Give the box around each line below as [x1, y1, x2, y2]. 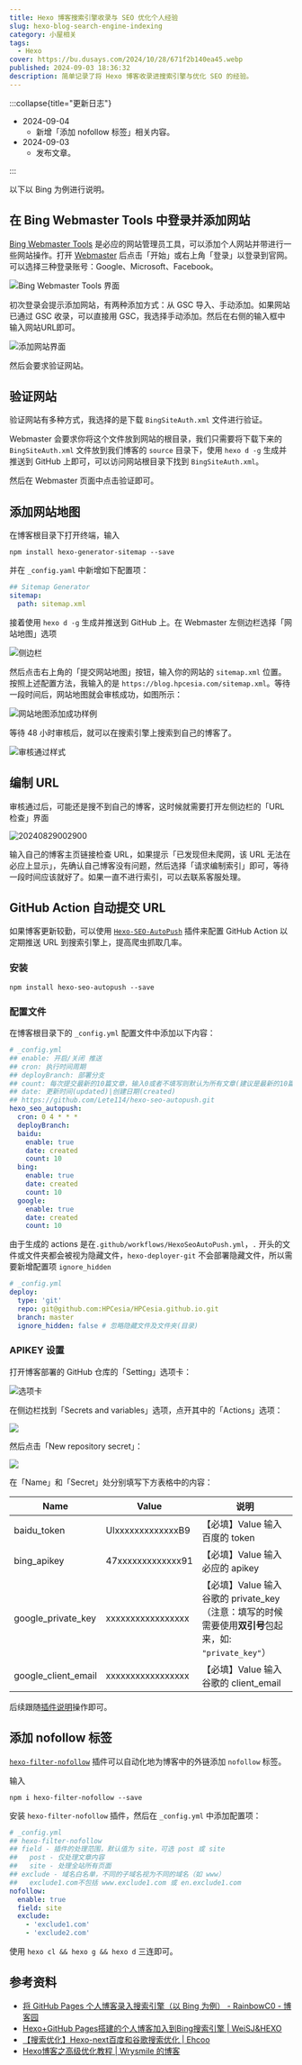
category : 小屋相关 [9, 30, 77, 39]
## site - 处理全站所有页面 [9, 1861, 112, 1870]
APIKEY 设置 [9, 1344, 65, 1357]
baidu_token [13, 1524, 66, 1536]
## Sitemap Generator [9, 583, 91, 592]
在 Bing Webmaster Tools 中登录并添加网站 [9, 213, 251, 228]
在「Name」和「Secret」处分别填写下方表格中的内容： [9, 1477, 213, 1487]
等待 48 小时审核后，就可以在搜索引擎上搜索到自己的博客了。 [9, 727, 236, 738]
